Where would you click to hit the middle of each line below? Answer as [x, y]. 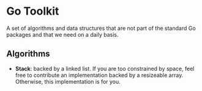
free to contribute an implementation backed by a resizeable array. [99, 75]
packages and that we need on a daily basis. [62, 34]
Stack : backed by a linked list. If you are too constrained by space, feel [105, 68]
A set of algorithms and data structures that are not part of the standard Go [101, 28]
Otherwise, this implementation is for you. [68, 81]
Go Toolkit [33, 11]
